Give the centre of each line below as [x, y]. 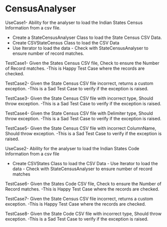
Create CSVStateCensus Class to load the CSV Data [66, 42]
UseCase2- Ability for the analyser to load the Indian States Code [72, 148]
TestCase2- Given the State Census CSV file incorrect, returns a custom [79, 83]
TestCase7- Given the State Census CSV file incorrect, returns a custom [79, 199]
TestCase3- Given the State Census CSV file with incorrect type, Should [79, 98]
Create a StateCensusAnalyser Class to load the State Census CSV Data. [87, 37]
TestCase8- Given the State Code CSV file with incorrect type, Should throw [83, 214]
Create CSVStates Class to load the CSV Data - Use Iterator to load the [85, 163]
